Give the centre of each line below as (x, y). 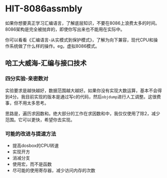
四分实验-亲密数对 (27, 79)
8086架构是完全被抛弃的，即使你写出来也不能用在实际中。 (65, 29)
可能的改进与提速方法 (31, 134)
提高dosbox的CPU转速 (36, 145)
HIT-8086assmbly (44, 9)
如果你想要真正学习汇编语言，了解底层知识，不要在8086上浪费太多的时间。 (83, 23)
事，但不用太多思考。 (27, 103)
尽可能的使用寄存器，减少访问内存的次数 (54, 170)
